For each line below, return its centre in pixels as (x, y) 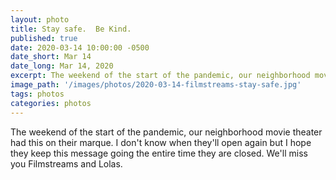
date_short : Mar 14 (51, 57)
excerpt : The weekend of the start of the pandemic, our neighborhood (160, 76)
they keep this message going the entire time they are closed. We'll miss (159, 153)
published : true (44, 38)
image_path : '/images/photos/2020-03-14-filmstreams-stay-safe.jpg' (156, 85)
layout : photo (40, 19)
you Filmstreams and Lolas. (66, 163)
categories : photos (51, 103)
